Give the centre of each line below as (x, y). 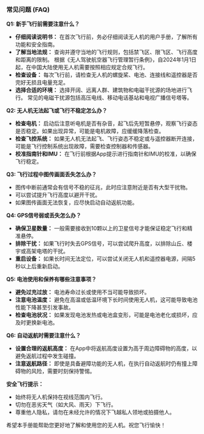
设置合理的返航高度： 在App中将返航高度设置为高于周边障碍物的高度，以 (106, 348)
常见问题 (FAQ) (28, 9)
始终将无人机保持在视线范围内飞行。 (60, 397)
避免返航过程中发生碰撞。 (47, 356)
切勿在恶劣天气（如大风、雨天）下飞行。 (66, 405)
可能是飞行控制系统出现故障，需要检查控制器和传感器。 (84, 146)
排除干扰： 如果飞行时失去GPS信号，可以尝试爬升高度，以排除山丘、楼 (104, 244)
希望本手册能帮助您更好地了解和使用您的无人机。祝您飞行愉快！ (86, 425)
